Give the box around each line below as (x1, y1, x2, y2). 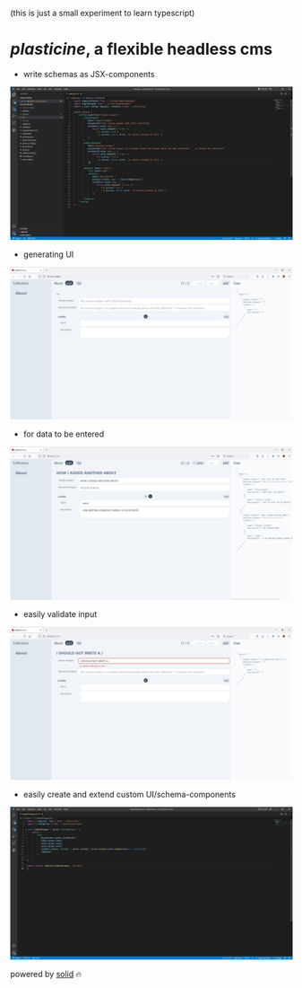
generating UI (22, 249, 74, 260)
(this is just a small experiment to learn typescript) (10, 8, 195, 18)
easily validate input (22, 608, 98, 619)
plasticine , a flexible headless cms (10, 40, 272, 59)
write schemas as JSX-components (22, 68, 155, 79)
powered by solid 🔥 (10, 969, 82, 980)
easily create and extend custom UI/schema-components (22, 789, 237, 799)
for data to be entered (22, 428, 105, 439)
